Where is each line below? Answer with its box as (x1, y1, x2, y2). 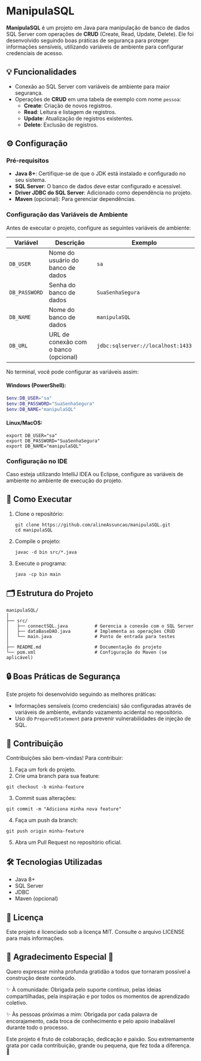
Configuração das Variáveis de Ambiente (6, 211, 129, 219)
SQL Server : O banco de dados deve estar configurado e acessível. (14, 183, 182, 190)
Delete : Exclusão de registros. (23, 121, 99, 128)
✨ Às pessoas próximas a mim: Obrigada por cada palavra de (6, 1011, 158, 1018)
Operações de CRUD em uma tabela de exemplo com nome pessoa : (14, 95, 181, 103)
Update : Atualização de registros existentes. (23, 115, 133, 122)
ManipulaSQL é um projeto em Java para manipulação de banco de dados (6, 24, 190, 31)
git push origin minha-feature (6, 828, 84, 834)
